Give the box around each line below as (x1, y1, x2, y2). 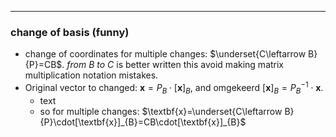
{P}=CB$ (24, 59, 63, 71)
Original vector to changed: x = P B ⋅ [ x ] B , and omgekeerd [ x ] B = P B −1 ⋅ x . (24, 80, 324, 96)
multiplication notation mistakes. (24, 69, 159, 81)
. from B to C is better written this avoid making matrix (61, 59, 285, 71)
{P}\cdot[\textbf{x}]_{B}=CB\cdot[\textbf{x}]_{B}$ (39, 116, 247, 128)
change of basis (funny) (10, 25, 130, 39)
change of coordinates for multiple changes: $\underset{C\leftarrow (24, 48, 307, 60)
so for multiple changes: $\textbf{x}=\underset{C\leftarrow (39, 105, 283, 117)
